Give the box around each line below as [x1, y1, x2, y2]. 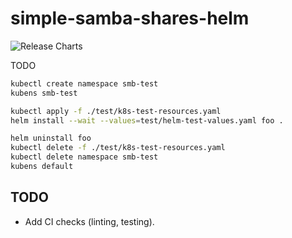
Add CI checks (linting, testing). [24, 215, 155, 227]
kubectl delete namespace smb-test [10, 152, 159, 162]
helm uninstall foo [10, 133, 92, 144]
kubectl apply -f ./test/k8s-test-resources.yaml [10, 106, 222, 116]
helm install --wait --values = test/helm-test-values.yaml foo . [10, 115, 284, 126]
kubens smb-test [10, 88, 78, 98]
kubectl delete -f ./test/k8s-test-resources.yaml [10, 143, 226, 153]
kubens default [10, 162, 74, 172]
